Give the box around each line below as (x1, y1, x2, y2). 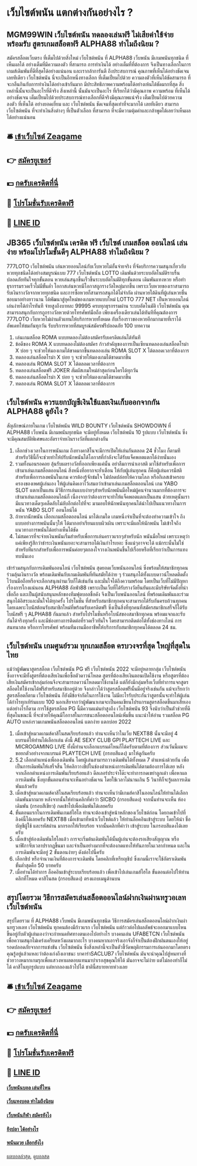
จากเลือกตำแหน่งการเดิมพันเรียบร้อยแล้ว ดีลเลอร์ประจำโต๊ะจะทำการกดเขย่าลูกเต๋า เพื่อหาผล (15, 770, 188, 777)
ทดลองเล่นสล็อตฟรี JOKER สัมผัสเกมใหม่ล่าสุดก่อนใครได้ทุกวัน (15, 366, 139, 373)
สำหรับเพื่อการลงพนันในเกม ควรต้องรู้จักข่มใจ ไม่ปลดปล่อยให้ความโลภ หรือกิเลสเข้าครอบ (15, 473, 185, 480)
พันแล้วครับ (15, 783, 37, 790)
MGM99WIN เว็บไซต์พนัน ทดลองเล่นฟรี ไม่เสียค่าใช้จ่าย (6, 29, 174, 39)
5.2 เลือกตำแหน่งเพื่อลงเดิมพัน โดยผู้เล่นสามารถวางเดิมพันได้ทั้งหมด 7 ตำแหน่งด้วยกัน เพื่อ (15, 756, 189, 763)
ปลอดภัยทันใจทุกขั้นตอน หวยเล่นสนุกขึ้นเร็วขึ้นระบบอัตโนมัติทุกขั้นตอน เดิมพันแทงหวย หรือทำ (6, 276, 186, 283)
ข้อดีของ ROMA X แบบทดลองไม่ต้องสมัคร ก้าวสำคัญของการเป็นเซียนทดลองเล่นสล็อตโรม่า (15, 340, 189, 347)
